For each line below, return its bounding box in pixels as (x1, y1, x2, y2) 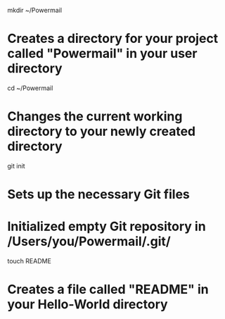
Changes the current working (7, 108, 183, 125)
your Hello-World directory (7, 296, 168, 313)
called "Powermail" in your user (7, 46, 198, 62)
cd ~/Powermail (7, 84, 53, 92)
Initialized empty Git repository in (7, 218, 206, 234)
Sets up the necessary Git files (7, 187, 190, 203)
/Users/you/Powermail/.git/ (7, 234, 171, 249)
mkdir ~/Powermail (7, 6, 62, 14)
